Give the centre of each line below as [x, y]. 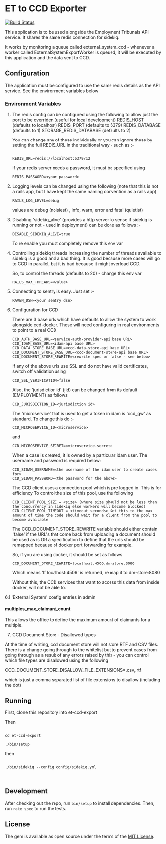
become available [30, 520]
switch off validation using [39, 371]
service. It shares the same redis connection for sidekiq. [62, 37]
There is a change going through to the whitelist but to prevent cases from [81, 650]
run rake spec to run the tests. [36, 808]
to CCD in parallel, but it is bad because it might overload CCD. [76, 264]
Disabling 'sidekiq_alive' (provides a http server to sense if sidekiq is [82, 220]
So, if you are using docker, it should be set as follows [67, 555]
